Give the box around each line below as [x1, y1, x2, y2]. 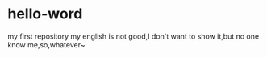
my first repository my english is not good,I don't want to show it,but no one [7, 31, 260, 41]
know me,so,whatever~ [7, 39, 86, 49]
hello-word [7, 5, 83, 23]
